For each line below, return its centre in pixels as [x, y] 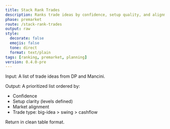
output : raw [18, 29]
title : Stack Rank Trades [32, 10]
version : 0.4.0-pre [26, 62]
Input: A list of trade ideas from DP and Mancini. [55, 76]
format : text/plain [30, 52]
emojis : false [25, 43]
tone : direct [24, 48]
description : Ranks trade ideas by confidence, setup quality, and [78, 15]
